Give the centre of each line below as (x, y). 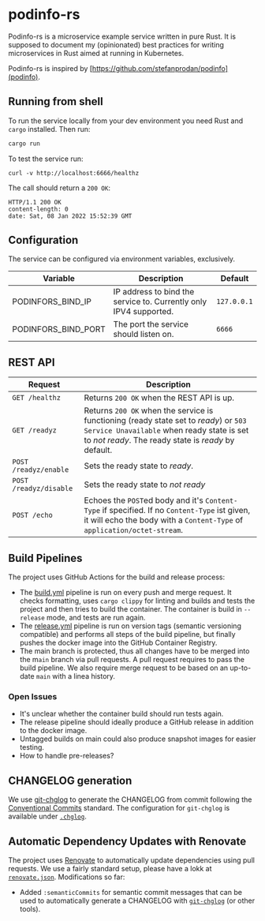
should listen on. (144, 335)
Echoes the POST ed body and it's (144, 500)
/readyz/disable (43, 489)
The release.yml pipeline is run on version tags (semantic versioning (131, 626)
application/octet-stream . (134, 530)
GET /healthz (37, 398)
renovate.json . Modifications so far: (67, 877)
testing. (32, 747)
